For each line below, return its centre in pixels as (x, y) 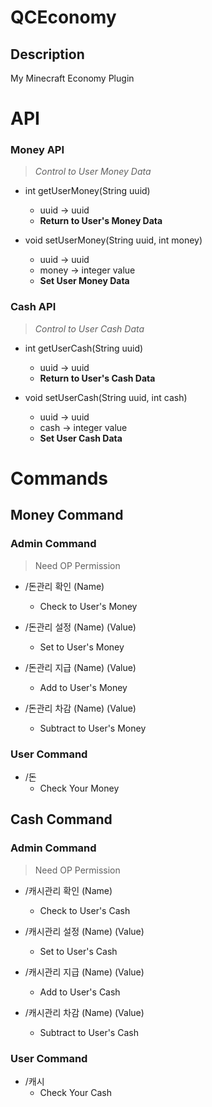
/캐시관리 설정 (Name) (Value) (84, 931)
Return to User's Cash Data (97, 378)
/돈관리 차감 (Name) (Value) (80, 708)
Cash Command (61, 819)
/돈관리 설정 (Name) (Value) (80, 627)
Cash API (33, 307)
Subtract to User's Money (93, 728)
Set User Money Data (84, 281)
